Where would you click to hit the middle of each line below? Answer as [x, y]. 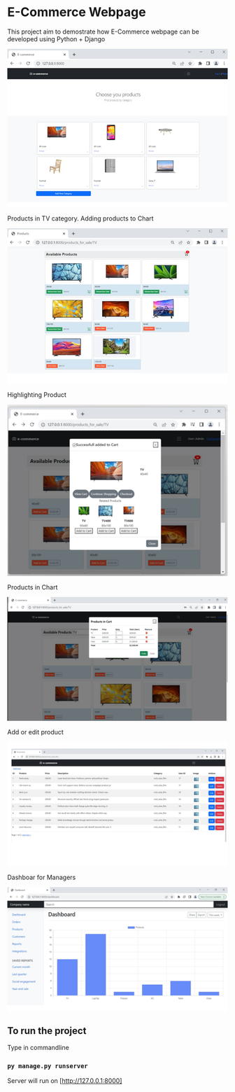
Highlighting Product [37, 394]
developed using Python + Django [56, 38]
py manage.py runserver [48, 1066]
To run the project [47, 1031]
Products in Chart [33, 587]
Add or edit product [36, 732]
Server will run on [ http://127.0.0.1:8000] [65, 1081]
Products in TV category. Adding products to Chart [80, 218]
